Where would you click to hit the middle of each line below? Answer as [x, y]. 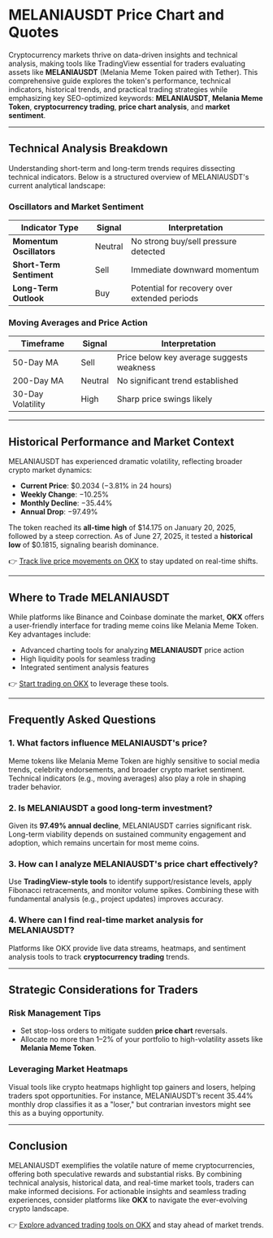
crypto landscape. [39, 1209]
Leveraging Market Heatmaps [68, 1070]
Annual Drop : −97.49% [59, 512]
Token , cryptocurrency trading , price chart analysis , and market [119, 107]
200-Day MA [38, 381]
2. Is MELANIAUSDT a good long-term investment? [110, 807]
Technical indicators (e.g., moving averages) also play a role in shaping [127, 778]
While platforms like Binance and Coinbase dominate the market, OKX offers [136, 617]
